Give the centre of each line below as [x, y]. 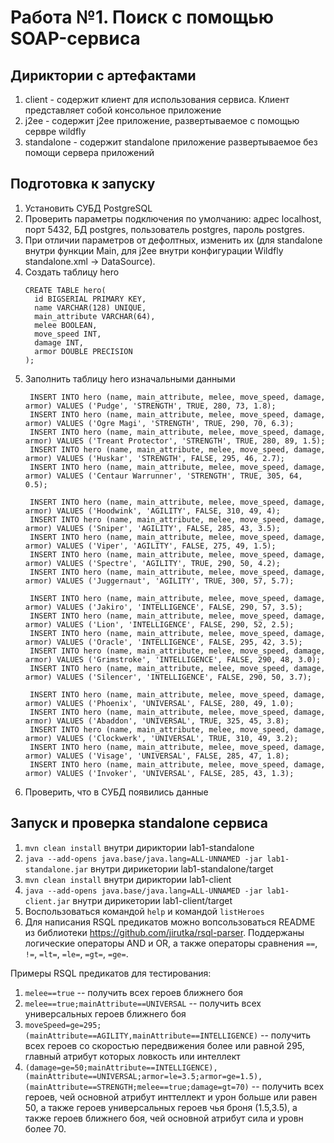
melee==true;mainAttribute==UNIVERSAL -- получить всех [143, 1003]
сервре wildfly [55, 131]
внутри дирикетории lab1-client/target [152, 900]
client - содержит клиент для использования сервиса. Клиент [157, 99]
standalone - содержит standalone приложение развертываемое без [171, 142]
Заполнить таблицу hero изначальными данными [130, 378]
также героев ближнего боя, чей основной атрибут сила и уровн [164, 1118]
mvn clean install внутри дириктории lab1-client [128, 879]
